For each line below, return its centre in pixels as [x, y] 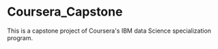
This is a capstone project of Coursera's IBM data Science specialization [109, 31]
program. [20, 37]
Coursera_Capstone [65, 12]
